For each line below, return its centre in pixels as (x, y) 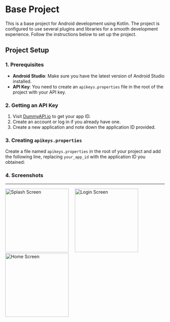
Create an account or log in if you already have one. (67, 122)
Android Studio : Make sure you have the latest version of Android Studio (89, 76)
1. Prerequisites (25, 65)
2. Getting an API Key (32, 105)
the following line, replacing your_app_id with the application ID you (75, 157)
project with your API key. (39, 92)
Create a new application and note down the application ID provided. (84, 127)
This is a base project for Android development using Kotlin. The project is (82, 23)
